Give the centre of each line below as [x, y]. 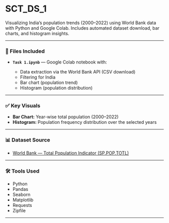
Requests [22, 205]
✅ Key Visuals [23, 106]
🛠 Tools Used [22, 171]
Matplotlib [23, 200]
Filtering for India [38, 77]
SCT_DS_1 [26, 9]
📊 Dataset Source [28, 140]
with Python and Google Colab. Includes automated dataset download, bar [82, 28]
